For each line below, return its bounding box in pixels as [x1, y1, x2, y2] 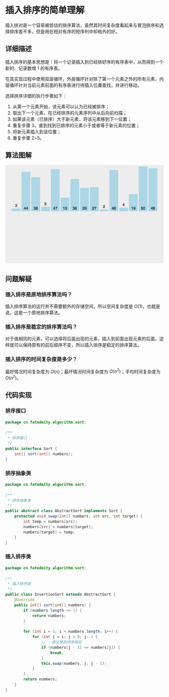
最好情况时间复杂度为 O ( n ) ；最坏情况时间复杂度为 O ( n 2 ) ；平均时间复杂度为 [5, 367, 161, 374]
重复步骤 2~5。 [12, 135, 44, 141]
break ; [50, 650, 64, 655]
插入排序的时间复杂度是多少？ [5, 356, 78, 363]
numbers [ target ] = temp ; [23, 530, 75, 535]
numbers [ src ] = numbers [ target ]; [23, 524, 94, 529]
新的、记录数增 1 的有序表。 [5, 65, 63, 71]
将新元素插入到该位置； [12, 129, 61, 135]
